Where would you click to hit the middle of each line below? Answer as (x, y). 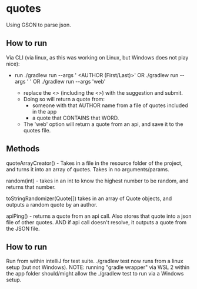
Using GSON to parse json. (39, 25)
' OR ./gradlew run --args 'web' (68, 81)
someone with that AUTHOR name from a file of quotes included (110, 105)
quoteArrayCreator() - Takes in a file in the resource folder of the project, (94, 163)
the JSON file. (23, 228)
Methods (23, 149)
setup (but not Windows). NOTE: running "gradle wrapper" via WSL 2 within (98, 267)
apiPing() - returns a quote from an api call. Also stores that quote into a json (99, 216)
